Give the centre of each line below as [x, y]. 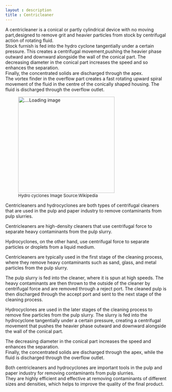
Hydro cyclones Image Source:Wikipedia [58, 195]
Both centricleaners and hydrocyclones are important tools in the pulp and [84, 367]
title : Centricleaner [30, 15]
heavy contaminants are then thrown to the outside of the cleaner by [78, 283]
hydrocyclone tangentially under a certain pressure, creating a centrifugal [83, 320]
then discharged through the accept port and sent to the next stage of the [83, 294]
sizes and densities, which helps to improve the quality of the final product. [85, 384]
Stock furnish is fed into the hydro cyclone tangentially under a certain [80, 46]
